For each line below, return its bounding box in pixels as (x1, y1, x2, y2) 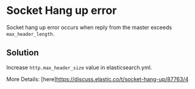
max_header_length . (6, 30, 55, 37)
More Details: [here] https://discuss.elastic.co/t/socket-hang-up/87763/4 (6, 75, 189, 82)
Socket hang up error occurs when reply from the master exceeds (6, 24, 172, 31)
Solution (6, 48, 39, 58)
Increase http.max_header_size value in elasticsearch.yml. (6, 64, 152, 71)
